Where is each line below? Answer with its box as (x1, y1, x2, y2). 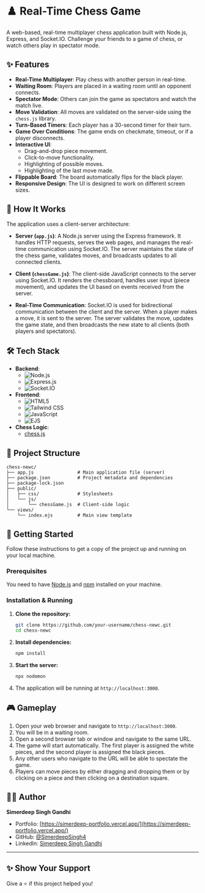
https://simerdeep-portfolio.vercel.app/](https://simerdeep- (41, 820, 191, 828)
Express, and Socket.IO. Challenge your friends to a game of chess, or (6, 35, 183, 42)
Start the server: (15, 662, 59, 669)
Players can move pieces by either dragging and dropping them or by (15, 768, 190, 775)
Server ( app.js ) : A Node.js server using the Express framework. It (15, 232, 181, 239)
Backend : (15, 365, 40, 373)
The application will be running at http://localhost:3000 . (15, 684, 160, 692)
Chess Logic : (15, 424, 49, 431)
